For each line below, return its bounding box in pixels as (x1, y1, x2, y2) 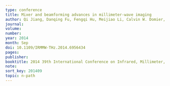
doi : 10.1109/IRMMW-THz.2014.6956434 (5, 45, 86, 50)
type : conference (5, 7, 42, 13)
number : (5, 31, 22, 36)
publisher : (5, 54, 29, 60)
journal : (5, 21, 24, 27)
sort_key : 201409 (5, 69, 42, 74)
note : (5, 64, 17, 69)
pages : (5, 50, 19, 55)
